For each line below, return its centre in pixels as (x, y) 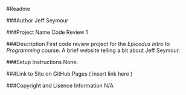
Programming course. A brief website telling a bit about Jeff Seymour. (93, 50)
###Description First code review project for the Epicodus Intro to (88, 44)
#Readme (18, 9)
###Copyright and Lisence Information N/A (60, 85)
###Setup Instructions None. (42, 62)
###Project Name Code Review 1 (47, 32)
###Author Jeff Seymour (37, 20)
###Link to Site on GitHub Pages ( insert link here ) (69, 74)
